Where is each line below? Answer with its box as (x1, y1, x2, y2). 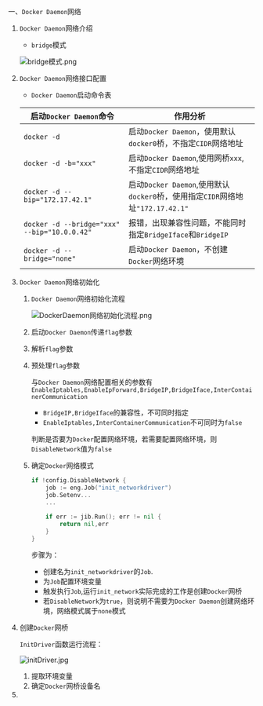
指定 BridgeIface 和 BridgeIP (128, 229, 229, 240)
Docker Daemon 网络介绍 (19, 24, 93, 33)
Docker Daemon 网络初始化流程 (31, 294, 125, 303)
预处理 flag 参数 (31, 360, 81, 370)
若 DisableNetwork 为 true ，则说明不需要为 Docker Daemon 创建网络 (42, 596, 248, 605)
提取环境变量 (31, 671, 73, 681)
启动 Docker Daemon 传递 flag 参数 (31, 327, 133, 336)
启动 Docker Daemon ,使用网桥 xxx (128, 152, 243, 163)
